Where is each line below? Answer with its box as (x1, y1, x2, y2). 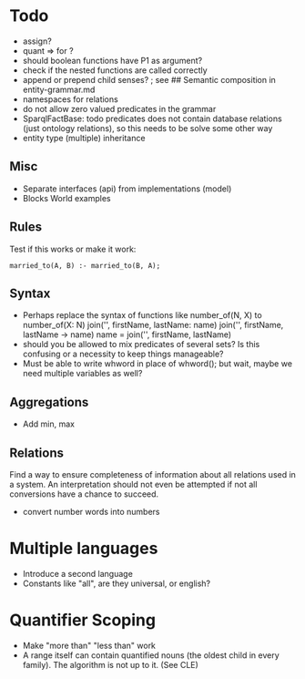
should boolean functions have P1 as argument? (22, 55, 203, 66)
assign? (22, 36, 52, 46)
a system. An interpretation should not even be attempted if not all (9, 479, 258, 489)
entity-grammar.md (22, 84, 96, 95)
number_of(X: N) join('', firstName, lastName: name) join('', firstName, (22, 320, 284, 331)
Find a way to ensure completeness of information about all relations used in (9, 469, 296, 479)
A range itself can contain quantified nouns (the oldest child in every (22, 649, 280, 661)
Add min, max (22, 418, 76, 429)
